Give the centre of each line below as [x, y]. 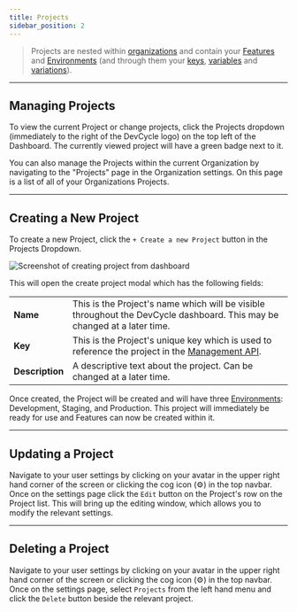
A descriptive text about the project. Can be [163, 366]
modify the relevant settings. [61, 512]
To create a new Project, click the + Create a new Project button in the [138, 239]
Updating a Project [61, 454]
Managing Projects [62, 106]
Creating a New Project [74, 218]
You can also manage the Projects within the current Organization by [134, 163]
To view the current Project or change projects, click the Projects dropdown [147, 127]
